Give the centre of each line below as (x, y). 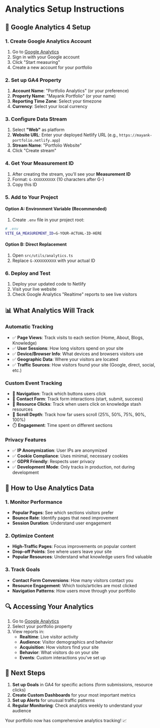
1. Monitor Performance (34, 502)
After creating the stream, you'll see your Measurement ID (71, 174)
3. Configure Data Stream (36, 119)
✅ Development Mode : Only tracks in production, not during (73, 467)
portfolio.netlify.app (35, 141)
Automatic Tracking (29, 327)
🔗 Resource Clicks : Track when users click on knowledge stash (77, 404)
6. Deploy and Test (28, 273)
